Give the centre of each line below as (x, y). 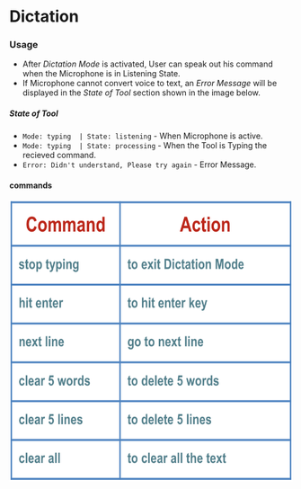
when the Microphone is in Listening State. (102, 74)
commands (31, 185)
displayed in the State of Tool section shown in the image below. (141, 93)
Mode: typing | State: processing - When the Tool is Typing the (145, 146)
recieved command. (59, 156)
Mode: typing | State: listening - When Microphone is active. (142, 136)
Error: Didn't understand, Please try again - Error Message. (139, 164)
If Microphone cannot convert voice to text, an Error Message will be (150, 84)
